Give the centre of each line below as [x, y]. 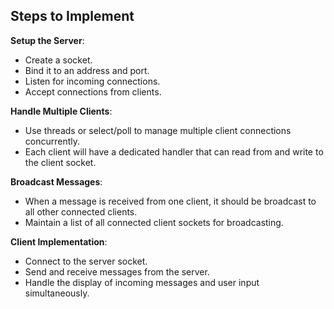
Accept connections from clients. [93, 91]
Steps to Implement [72, 16]
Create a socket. [58, 60]
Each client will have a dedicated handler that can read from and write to [174, 151]
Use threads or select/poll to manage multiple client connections [158, 130]
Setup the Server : [47, 40]
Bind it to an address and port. [87, 70]
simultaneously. [57, 293]
